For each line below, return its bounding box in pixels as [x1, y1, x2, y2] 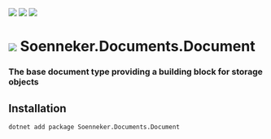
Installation [8, 102, 67, 115]
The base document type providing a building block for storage [8, 66, 263, 77]
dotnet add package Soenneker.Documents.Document [8, 123, 181, 131]
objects [8, 76, 39, 88]
